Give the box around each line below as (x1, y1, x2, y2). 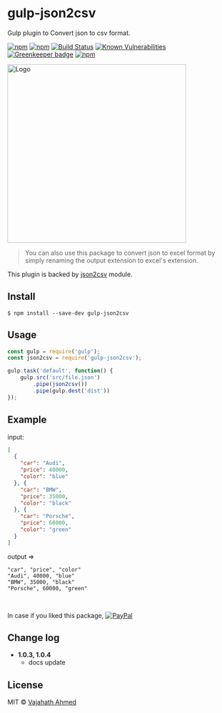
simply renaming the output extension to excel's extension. (24, 256, 198, 265)
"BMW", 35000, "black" (7, 578, 75, 586)
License (7, 679, 44, 691)
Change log (7, 632, 60, 644)
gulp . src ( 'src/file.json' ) (20, 374, 101, 381)
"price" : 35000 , (20, 492, 69, 500)
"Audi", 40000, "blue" (7, 572, 75, 580)
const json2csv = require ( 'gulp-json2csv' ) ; (7, 355, 142, 362)
